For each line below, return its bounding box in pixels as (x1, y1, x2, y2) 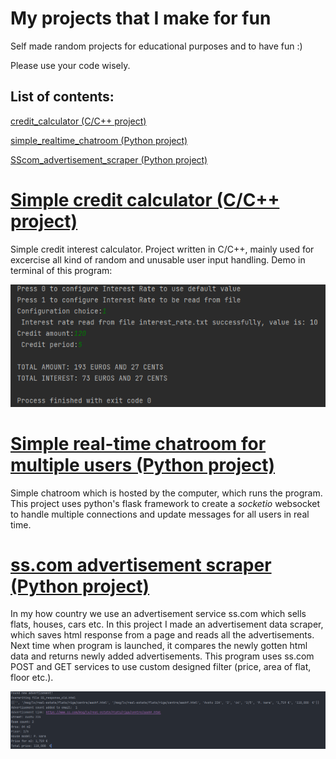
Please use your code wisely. (10, 59, 131, 71)
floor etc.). (10, 672, 54, 684)
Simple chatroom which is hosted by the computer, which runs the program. (10, 487, 323, 499)
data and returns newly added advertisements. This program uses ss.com (10, 650, 315, 662)
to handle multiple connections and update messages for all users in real (10, 508, 310, 520)
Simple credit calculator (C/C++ (10, 188, 280, 211)
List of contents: (10, 88, 115, 106)
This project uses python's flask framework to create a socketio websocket (10, 497, 321, 509)
